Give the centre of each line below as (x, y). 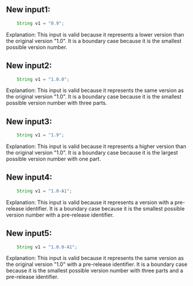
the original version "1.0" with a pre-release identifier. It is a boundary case (97, 264)
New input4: (29, 177)
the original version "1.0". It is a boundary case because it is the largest (92, 153)
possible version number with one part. (54, 159)
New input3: (29, 121)
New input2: (29, 66)
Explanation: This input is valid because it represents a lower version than (95, 34)
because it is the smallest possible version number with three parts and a (95, 271)
